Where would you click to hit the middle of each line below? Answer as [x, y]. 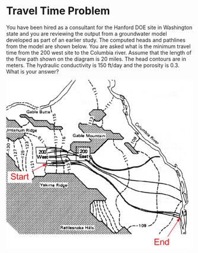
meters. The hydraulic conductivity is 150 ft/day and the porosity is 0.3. [93, 65]
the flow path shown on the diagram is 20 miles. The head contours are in [96, 59]
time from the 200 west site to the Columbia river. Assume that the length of [99, 52]
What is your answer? [33, 71]
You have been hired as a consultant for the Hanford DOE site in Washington [99, 27]
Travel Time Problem [58, 11]
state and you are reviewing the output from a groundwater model [87, 33]
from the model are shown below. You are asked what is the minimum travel [98, 46]
